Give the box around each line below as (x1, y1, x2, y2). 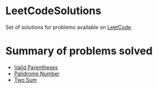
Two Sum (14, 76, 38, 83)
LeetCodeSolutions (5, 4, 102, 18)
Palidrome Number (14, 70, 60, 77)
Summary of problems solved (5, 44, 153, 58)
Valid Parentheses (14, 64, 58, 71)
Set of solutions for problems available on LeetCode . (5, 24, 133, 31)
